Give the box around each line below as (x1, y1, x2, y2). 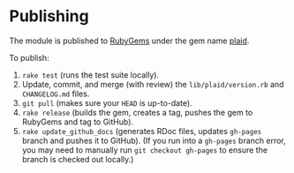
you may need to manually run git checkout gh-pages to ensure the (21, 144, 268, 155)
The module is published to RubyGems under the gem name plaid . (9, 35, 250, 46)
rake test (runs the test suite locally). (21, 69, 160, 80)
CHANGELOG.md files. (21, 88, 90, 99)
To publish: (9, 52, 50, 63)
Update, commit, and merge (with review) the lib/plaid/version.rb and (21, 79, 284, 89)
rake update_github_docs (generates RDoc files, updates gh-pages (21, 125, 262, 136)
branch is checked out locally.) (21, 154, 134, 164)
